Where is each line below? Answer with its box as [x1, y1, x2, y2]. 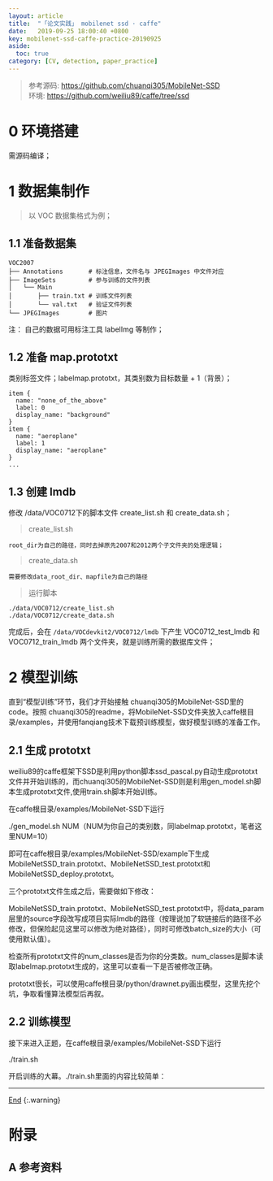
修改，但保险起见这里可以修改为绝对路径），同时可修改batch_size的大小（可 [8, 923, 262, 933]
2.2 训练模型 [8, 1015, 71, 1029]
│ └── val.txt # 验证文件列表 [8, 300, 132, 309]
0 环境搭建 [8, 123, 79, 141]
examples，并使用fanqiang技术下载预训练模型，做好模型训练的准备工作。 [18, 717, 265, 727]
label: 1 [15, 440, 45, 448]
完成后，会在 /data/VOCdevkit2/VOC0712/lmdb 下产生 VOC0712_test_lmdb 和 [8, 627, 260, 636]
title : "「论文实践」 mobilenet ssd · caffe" [8, 20, 162, 28]
